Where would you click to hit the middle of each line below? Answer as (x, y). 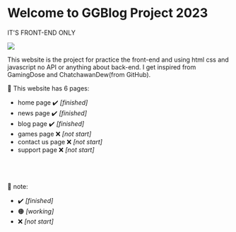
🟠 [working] (36, 211)
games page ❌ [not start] (54, 134)
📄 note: (18, 186)
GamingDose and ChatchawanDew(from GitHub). (79, 74)
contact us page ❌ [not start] (60, 141)
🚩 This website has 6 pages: (48, 88)
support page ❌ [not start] (56, 149)
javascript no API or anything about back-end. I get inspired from (102, 67)
